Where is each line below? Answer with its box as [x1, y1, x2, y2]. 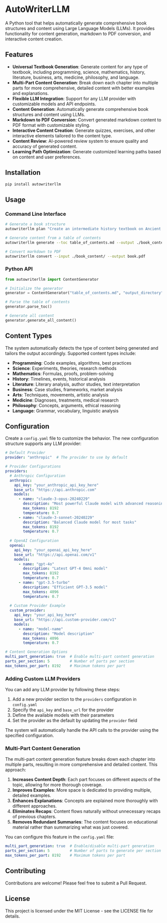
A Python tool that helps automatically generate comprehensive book [5, 20, 147, 26]
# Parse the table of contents [5, 300, 70, 305]
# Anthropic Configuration [9, 473, 66, 478]
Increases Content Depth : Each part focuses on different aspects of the [12, 777, 161, 783]
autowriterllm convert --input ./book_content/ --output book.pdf [5, 254, 146, 259]
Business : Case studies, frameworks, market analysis [12, 386, 123, 393]
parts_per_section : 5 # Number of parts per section [5, 659, 135, 664]
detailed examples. [12, 793, 51, 799]
